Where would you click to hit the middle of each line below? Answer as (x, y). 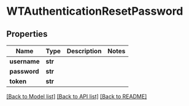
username (25, 61)
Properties (27, 34)
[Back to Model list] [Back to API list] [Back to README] (77, 97)
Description (84, 51)
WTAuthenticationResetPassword (95, 11)
